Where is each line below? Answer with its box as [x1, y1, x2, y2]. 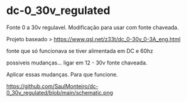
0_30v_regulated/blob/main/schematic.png [6, 89, 114, 96]
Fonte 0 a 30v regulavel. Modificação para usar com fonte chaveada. [6, 24, 179, 31]
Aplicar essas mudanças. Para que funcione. [6, 70, 118, 78]
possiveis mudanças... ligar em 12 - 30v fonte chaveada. [6, 59, 148, 66]
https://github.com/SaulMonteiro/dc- [6, 83, 99, 90]
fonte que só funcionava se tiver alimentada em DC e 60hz [6, 47, 154, 55]
